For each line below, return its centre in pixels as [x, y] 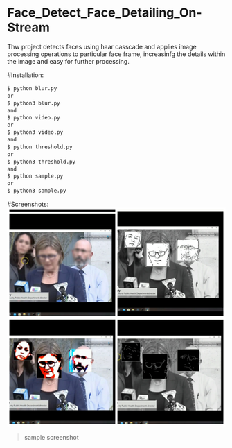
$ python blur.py [32, 88]
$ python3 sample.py [37, 191]
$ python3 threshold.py [42, 162]
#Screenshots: [28, 204]
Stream [29, 27]
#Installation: [26, 75]
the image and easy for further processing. [68, 61]
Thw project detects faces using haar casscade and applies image [102, 46]
